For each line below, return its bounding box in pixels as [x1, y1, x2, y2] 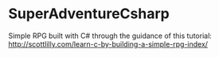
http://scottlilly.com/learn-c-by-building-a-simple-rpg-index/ [8, 39, 209, 48]
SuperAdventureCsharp [8, 5, 170, 23]
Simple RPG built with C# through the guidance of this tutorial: [8, 31, 213, 40]
